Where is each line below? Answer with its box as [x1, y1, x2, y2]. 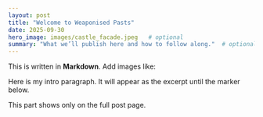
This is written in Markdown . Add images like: [8, 62, 157, 71]
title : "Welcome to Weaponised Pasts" [8, 19, 135, 27]
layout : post [8, 11, 51, 19]
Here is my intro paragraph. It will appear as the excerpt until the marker [8, 77, 240, 87]
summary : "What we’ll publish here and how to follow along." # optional [8, 41, 258, 48]
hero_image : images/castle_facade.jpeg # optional [8, 33, 184, 41]
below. [8, 85, 30, 94]
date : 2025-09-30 [8, 26, 65, 34]
